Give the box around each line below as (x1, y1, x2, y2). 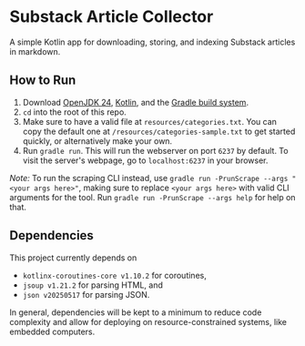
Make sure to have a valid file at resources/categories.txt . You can (22, 116, 278, 127)
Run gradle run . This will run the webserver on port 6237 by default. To (22, 145, 289, 156)
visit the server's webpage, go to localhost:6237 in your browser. (22, 155, 269, 166)
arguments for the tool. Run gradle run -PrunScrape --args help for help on (9, 191, 296, 202)
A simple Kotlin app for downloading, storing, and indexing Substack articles (9, 36, 296, 47)
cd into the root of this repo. (22, 107, 127, 117)
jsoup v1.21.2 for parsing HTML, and (22, 280, 164, 290)
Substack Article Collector (9, 6, 214, 27)
